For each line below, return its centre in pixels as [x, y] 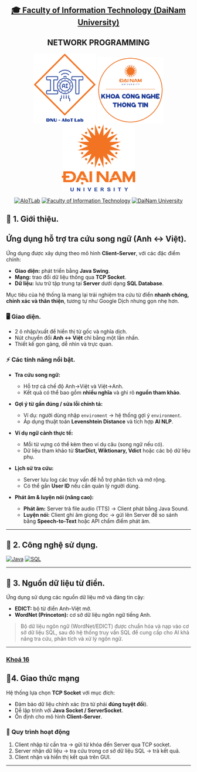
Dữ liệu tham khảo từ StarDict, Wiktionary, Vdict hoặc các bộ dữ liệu [107, 450]
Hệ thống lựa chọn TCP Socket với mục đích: [61, 693]
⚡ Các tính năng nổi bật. [41, 360]
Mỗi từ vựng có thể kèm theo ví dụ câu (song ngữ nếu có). [94, 444]
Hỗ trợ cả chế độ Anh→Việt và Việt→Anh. [73, 386]
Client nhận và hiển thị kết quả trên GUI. [63, 757]
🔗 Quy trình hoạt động [38, 731]
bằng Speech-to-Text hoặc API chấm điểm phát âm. [87, 521]
